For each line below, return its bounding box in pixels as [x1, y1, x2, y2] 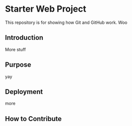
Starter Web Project [5, 3, 86, 15]
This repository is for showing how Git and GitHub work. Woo [5, 19, 128, 25]
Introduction [5, 34, 44, 42]
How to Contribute [5, 114, 62, 123]
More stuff [5, 46, 26, 52]
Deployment [5, 88, 43, 96]
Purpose [5, 61, 32, 69]
